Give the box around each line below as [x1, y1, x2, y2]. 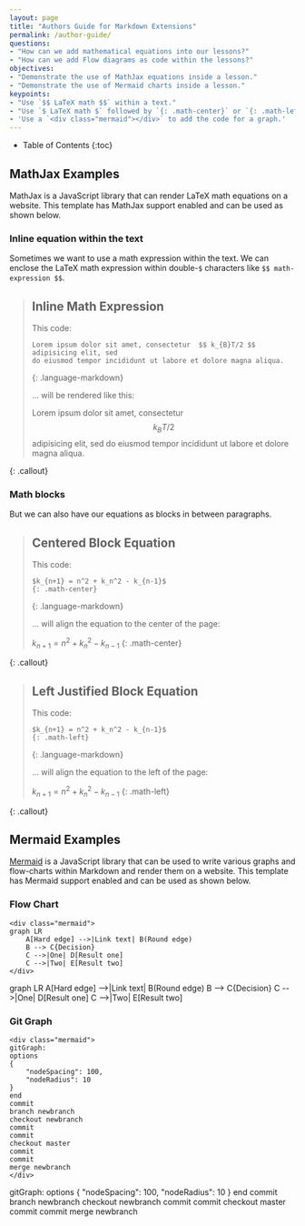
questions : [9, 38, 51, 48]
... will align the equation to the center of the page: [31, 618, 221, 628]
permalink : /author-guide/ [9, 30, 112, 39]
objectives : [9, 65, 54, 74]
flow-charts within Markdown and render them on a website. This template [9, 866, 289, 877]
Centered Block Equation [31, 535, 176, 550]
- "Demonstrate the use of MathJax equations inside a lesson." [9, 73, 258, 82]
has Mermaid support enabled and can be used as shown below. [9, 875, 251, 887]
